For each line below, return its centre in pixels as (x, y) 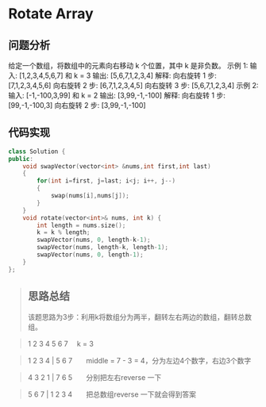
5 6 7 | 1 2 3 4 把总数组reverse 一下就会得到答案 (112, 394)
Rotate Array (51, 14)
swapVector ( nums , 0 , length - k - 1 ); (94, 240)
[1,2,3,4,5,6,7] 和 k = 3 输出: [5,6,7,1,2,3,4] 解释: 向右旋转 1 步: (118, 75)
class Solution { (37, 152)
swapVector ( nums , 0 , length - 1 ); (91, 255)
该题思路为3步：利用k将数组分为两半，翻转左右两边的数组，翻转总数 (140, 317)
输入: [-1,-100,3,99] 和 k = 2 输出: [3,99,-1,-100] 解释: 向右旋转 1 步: (117, 95)
